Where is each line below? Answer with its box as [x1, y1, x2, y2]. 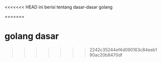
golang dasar [4, 31, 59, 42]
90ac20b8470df [89, 52, 122, 58]
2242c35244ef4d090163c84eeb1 [89, 46, 157, 53]
